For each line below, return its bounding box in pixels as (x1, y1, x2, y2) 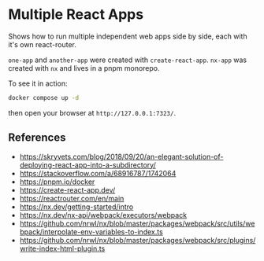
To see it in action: (8, 79, 68, 88)
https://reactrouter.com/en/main (19, 193, 125, 203)
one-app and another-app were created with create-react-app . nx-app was (8, 55, 247, 64)
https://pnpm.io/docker (19, 177, 95, 186)
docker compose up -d (8, 94, 80, 101)
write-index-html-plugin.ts (19, 244, 106, 253)
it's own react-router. (8, 39, 76, 49)
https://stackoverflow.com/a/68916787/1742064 (19, 168, 177, 178)
